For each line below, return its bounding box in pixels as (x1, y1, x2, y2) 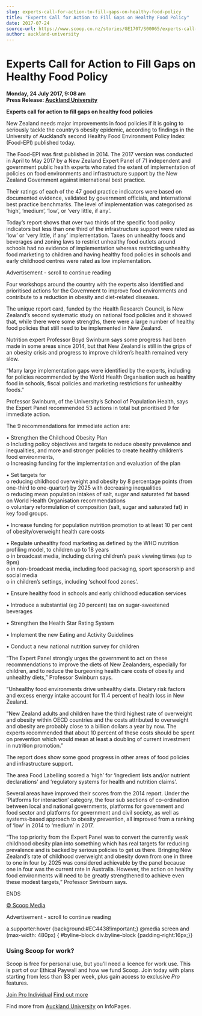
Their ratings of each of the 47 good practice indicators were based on (6, 188, 182, 195)
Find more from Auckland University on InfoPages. (6, 1003, 132, 1010)
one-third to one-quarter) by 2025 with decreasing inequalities (6, 484, 162, 491)
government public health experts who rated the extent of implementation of (6, 163, 195, 171)
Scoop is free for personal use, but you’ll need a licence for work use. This (6, 960, 191, 968)
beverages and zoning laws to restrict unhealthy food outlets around (6, 238, 176, 245)
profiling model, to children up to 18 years (6, 546, 109, 554)
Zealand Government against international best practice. (6, 176, 146, 184)
